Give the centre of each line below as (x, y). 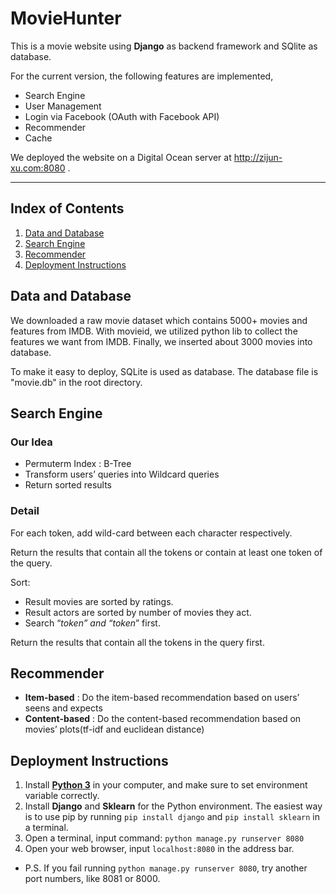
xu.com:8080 (38, 168)
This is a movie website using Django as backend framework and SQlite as (164, 46)
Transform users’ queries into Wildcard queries (122, 474)
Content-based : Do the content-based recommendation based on (163, 719)
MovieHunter (66, 18)
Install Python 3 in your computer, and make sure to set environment (166, 785)
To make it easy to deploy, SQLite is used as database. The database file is (164, 371)
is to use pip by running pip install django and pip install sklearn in (172, 817)
